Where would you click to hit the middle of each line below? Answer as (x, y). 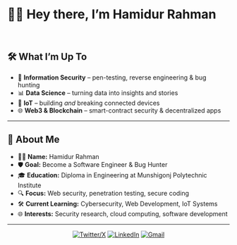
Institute (29, 185)
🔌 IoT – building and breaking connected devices (89, 103)
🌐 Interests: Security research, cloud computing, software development (122, 213)
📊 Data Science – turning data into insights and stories (98, 93)
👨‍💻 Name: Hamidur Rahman (59, 156)
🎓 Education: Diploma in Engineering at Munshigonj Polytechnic (112, 175)
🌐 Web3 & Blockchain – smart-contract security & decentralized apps (119, 110)
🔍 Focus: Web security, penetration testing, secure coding (103, 193)
